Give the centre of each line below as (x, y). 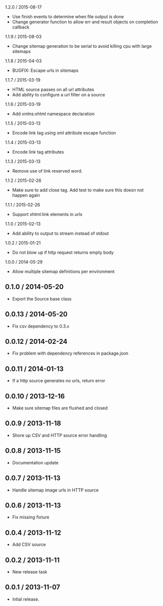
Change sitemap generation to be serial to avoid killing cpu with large (82, 46)
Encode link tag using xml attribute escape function (64, 133)
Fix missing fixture (31, 517)
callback (21, 27)
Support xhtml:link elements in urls (47, 214)
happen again (26, 195)
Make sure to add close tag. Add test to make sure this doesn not (78, 190)
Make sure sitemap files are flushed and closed (60, 408)
